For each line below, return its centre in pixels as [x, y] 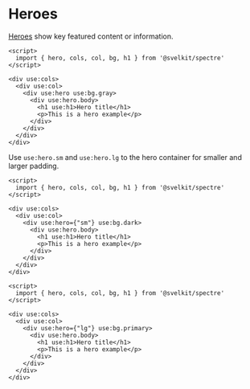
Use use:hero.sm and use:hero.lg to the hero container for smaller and [125, 157]
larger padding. [34, 166]
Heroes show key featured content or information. [91, 36]
